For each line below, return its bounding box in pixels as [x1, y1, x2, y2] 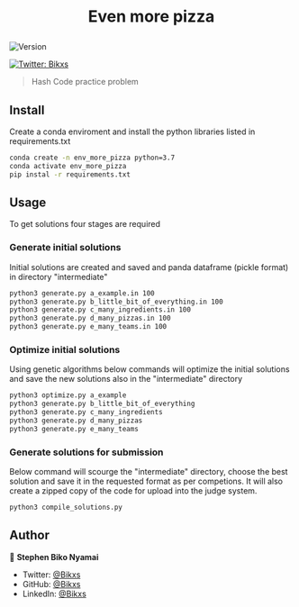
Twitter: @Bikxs [22, 569, 81, 580]
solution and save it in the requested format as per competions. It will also [9, 476, 284, 487]
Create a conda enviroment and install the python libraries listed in [9, 126, 256, 137]
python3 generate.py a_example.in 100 [9, 288, 155, 298]
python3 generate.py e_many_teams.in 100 [9, 322, 168, 331]
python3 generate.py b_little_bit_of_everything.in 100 [9, 297, 223, 306]
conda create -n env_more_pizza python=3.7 [9, 153, 176, 162]
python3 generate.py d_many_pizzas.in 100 [9, 313, 171, 323]
